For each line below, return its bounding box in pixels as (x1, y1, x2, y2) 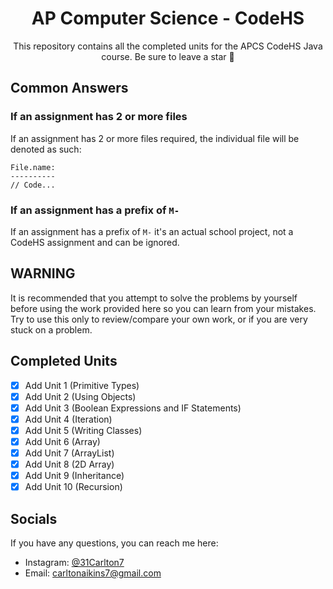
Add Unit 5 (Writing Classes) (24, 424, 143, 436)
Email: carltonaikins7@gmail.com (24, 567, 162, 579)
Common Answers (10, 80, 129, 97)
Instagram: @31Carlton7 (24, 556, 125, 568)
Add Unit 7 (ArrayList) (24, 447, 115, 459)
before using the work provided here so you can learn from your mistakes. (10, 302, 317, 314)
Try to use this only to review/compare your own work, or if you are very (10, 313, 308, 325)
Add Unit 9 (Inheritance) (24, 470, 125, 482)
